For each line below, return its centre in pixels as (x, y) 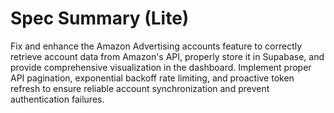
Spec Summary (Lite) (100, 18)
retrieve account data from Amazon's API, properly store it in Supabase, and (167, 56)
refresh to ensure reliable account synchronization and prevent (140, 88)
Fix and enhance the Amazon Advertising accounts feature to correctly (156, 46)
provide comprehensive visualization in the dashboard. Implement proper (161, 67)
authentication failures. (57, 99)
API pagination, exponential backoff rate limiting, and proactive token (152, 78)
